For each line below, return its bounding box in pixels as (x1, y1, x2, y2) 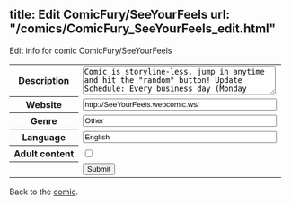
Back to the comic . (9, 186, 79, 197)
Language (22, 131, 66, 144)
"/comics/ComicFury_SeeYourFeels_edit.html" (9, 22, 277, 37)
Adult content (13, 147, 75, 160)
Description (18, 75, 70, 87)
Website (25, 99, 63, 111)
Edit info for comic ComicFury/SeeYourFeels (9, 45, 172, 56)
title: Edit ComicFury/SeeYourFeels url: (9, 7, 231, 22)
